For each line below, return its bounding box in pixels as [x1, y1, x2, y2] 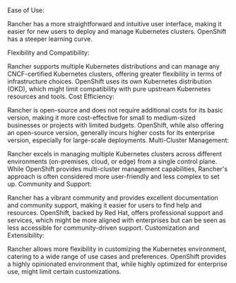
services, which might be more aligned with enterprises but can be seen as [7, 216, 226, 224]
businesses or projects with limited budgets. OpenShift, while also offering [7, 121, 224, 129]
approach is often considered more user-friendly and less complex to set [7, 173, 220, 180]
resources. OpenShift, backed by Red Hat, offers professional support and [7, 209, 223, 216]
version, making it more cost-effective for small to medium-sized [7, 113, 196, 122]
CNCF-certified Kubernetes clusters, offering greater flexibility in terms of [7, 70, 223, 78]
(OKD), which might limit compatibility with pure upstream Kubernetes [7, 85, 211, 93]
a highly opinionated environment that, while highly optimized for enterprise [7, 260, 228, 268]
